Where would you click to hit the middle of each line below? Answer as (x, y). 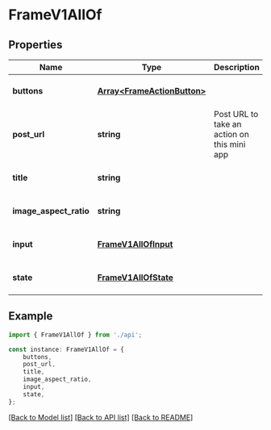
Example (31, 316)
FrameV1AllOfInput (135, 244)
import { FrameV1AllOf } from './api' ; (75, 335)
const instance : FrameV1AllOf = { (67, 349)
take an (227, 124)
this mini (229, 144)
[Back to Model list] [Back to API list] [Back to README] (101, 417)
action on (231, 134)
